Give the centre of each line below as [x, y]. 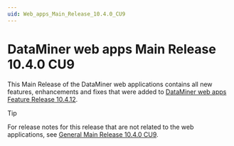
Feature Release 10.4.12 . [43, 99]
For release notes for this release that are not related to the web [101, 127]
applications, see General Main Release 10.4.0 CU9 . [83, 134]
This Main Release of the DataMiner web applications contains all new [110, 84]
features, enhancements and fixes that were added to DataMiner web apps [117, 92]
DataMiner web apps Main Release [112, 49]
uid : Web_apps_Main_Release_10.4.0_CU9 [67, 14]
